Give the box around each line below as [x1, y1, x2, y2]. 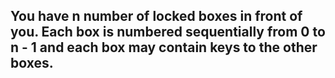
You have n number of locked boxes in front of [10, 8, 303, 25]
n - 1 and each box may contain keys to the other [10, 39, 318, 56]
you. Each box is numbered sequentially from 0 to [10, 24, 326, 41]
